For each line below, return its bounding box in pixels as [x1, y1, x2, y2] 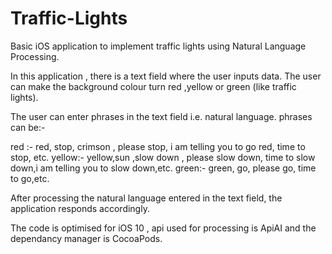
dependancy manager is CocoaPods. [10, 232, 163, 244]
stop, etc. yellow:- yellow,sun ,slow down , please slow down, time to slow [10, 151, 316, 163]
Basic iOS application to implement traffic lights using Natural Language [10, 40, 307, 52]
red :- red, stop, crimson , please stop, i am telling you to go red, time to [10, 140, 306, 152]
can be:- [10, 121, 46, 133]
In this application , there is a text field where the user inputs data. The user [10, 70, 322, 82]
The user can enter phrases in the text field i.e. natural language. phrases [10, 110, 313, 122]
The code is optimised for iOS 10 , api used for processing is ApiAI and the [10, 222, 317, 234]
